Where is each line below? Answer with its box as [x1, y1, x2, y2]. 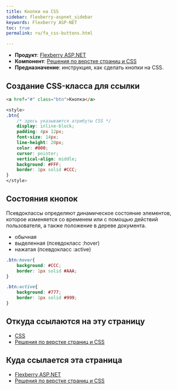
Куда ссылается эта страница [6, 355, 122, 365]
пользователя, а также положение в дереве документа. [6, 222, 147, 229]
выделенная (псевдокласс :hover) [14, 240, 100, 247]
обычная [14, 233, 37, 240]
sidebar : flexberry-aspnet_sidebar [6, 14, 93, 20]
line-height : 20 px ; [16, 140, 64, 146]
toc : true [6, 25, 30, 31]
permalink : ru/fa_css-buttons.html [6, 30, 93, 36]
